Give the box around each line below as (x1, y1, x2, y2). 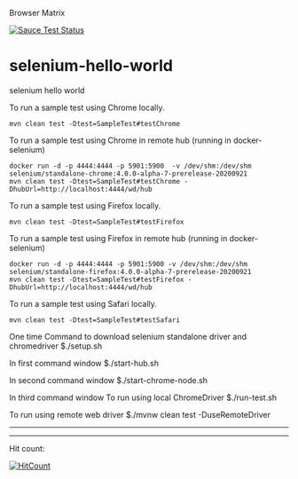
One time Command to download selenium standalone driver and (9, 331, 247, 342)
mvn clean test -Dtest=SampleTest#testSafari (9, 315, 180, 325)
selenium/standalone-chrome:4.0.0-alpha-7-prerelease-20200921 (9, 169, 248, 178)
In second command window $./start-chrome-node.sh (9, 374, 208, 385)
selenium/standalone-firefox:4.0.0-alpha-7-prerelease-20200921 (9, 267, 252, 276)
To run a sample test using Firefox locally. (9, 200, 161, 211)
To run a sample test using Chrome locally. (9, 102, 165, 113)
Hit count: (9, 443, 45, 453)
